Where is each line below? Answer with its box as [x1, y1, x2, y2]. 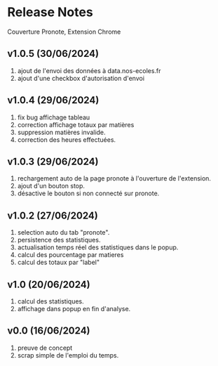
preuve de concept [17, 344, 73, 352]
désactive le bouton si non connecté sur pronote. [17, 189, 160, 197]
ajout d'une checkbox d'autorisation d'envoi [17, 74, 145, 82]
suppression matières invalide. [17, 128, 107, 136]
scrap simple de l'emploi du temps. [17, 351, 119, 359]
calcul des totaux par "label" [17, 258, 100, 267]
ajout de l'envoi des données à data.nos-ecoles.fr [17, 66, 161, 74]
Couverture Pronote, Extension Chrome [7, 27, 121, 36]
